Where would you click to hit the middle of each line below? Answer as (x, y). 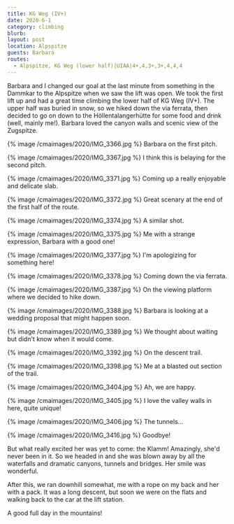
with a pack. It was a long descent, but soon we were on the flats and (107, 492)
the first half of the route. (43, 206)
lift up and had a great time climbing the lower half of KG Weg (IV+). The (111, 100)
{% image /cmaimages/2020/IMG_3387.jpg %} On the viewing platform (110, 289)
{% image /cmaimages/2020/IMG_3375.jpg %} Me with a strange (101, 234)
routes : (19, 59)
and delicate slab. (32, 185)
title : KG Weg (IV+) (37, 14)
